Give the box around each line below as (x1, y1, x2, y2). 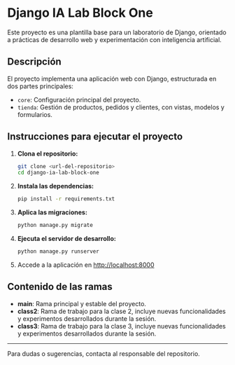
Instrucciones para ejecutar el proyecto (7, 131, 183, 143)
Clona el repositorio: (17, 149, 78, 158)
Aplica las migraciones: (17, 208, 87, 216)
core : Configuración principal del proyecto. (17, 95, 141, 104)
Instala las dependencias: (17, 182, 94, 191)
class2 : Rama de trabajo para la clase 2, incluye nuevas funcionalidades (17, 307, 226, 315)
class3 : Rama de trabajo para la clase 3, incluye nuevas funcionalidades (17, 322, 226, 330)
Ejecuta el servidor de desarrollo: (17, 235, 117, 243)
